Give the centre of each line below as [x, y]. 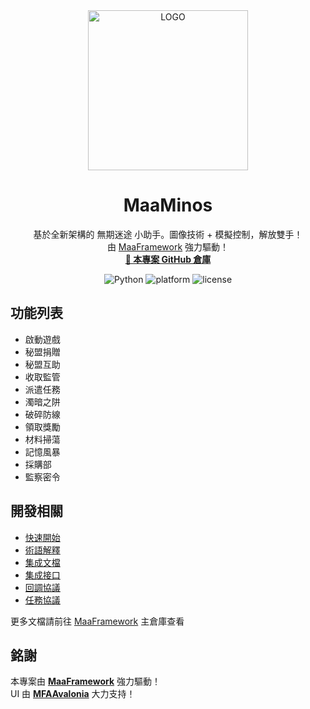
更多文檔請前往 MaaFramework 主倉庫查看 [97, 621]
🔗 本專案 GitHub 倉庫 [168, 259]
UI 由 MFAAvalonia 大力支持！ [73, 694]
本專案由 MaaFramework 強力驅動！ [86, 681]
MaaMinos [168, 205]
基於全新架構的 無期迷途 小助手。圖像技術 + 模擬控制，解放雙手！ [168, 234]
